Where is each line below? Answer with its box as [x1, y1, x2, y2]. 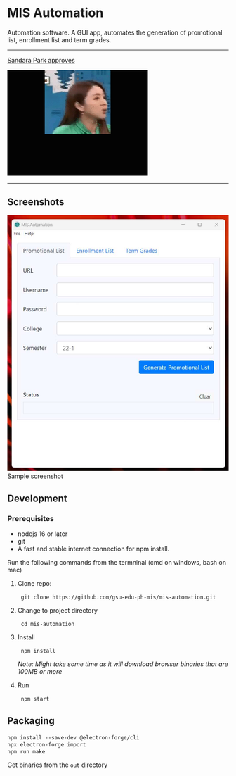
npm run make [7, 748, 46, 755]
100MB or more [17, 668, 63, 676]
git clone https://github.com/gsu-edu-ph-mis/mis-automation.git [20, 594, 216, 601]
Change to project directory [17, 606, 98, 615]
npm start [20, 696, 50, 703]
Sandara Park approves [7, 56, 75, 64]
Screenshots [7, 196, 65, 208]
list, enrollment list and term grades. [7, 35, 112, 44]
